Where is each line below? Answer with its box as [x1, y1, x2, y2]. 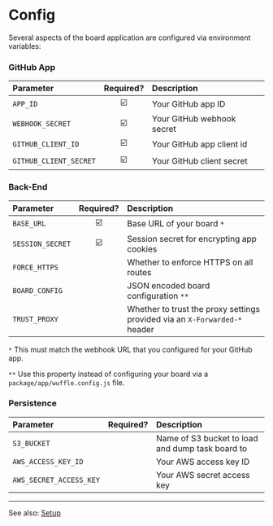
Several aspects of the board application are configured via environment [8, 33, 251, 42]
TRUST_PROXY [12, 314, 59, 323]
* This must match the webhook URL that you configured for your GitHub [8, 344, 253, 354]
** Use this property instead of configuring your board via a [8, 369, 209, 379]
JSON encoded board [127, 279, 210, 291]
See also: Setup [8, 507, 61, 518]
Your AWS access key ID [155, 456, 250, 467]
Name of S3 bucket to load [155, 432, 258, 444]
